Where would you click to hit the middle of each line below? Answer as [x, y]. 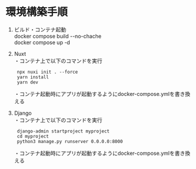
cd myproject [33, 136]
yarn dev [28, 82]
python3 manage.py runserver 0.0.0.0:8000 [70, 141]
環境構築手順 [37, 12]
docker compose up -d [42, 42]
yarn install [33, 77]
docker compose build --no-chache [58, 36]
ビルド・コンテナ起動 [40, 29]
